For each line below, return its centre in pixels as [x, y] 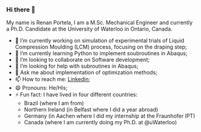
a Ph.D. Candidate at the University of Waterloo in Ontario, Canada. [89, 29]
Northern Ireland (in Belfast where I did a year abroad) [91, 110]
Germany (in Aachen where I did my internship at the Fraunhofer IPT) [110, 116]
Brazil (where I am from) [54, 103]
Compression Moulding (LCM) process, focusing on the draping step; [101, 47]
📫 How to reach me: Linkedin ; [52, 79]
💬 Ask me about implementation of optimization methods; [86, 73]
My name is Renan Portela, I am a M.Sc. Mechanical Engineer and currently [99, 23]
